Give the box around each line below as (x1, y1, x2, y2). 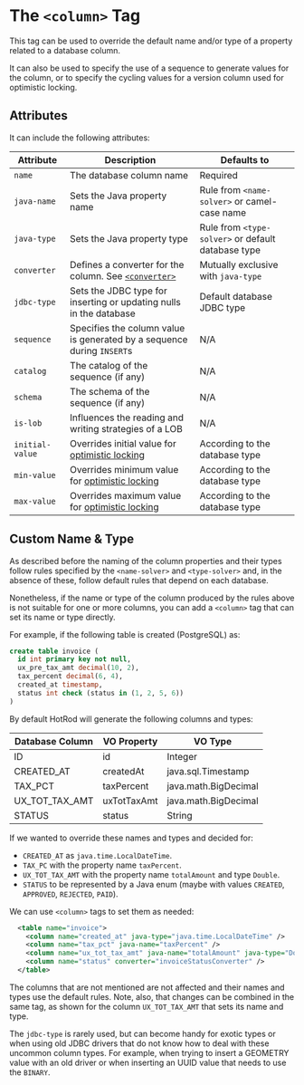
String (166, 809, 193, 821)
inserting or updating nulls (69, 295, 181, 308)
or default (233, 232, 276, 245)
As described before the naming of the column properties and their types (9, 555, 282, 566)
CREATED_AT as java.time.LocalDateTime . (22, 850, 173, 860)
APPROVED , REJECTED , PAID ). (22, 888, 119, 899)
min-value (14, 470, 56, 480)
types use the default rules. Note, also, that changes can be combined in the (9, 991, 295, 1002)
